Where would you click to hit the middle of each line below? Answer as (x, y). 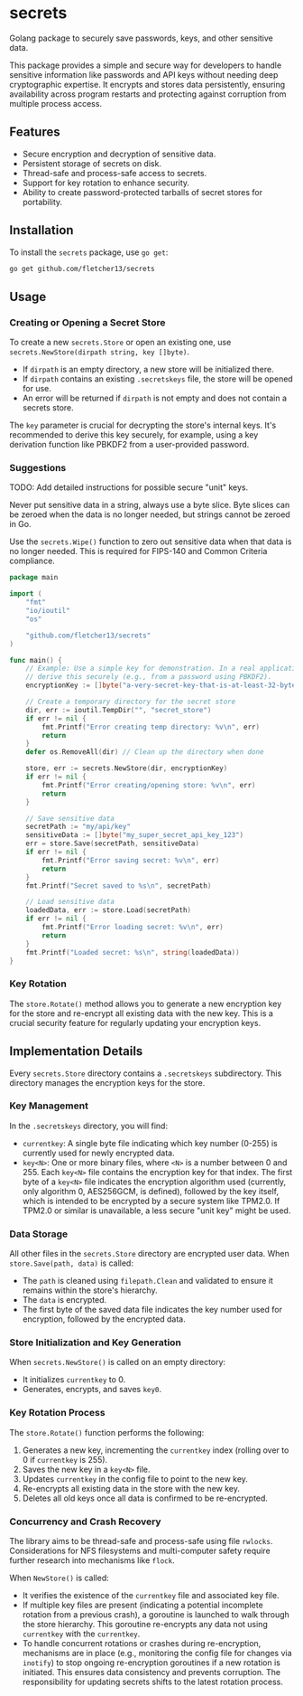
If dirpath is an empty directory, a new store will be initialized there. (148, 370)
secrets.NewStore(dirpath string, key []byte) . (100, 352)
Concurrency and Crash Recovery (85, 1522)
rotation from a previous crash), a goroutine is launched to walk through (156, 1615)
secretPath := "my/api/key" (78, 827)
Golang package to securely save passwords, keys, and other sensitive (141, 38)
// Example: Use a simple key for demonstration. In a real (141, 669)
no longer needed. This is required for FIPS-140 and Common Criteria (138, 551)
